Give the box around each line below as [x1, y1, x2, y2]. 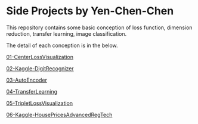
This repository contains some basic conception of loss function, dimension [6, 24, 193, 31]
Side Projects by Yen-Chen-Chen [6, 4, 174, 18]
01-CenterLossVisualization [6, 53, 73, 60]
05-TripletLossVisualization [6, 100, 73, 107]
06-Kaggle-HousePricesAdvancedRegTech [6, 111, 113, 118]
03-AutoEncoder [6, 76, 48, 83]
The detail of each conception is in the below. [6, 42, 118, 49]
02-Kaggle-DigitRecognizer [6, 64, 74, 72]
